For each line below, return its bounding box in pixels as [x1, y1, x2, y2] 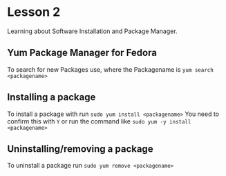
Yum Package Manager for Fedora [7, 47, 158, 59]
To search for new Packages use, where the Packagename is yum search [7, 65, 214, 73]
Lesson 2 [7, 4, 61, 20]
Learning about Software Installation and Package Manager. [7, 27, 178, 35]
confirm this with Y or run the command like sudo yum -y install [7, 117, 191, 125]
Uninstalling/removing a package [7, 143, 153, 155]
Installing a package [7, 91, 96, 104]
